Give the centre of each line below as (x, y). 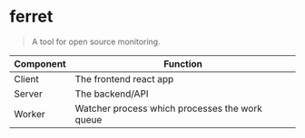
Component (40, 63)
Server (28, 94)
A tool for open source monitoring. (96, 41)
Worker (30, 114)
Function (182, 63)
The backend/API (112, 94)
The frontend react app (124, 78)
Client (26, 78)
